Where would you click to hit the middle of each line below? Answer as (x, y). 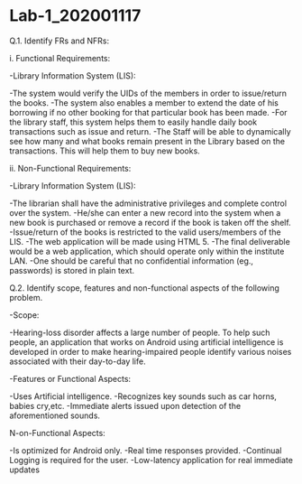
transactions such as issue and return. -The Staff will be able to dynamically (150, 131)
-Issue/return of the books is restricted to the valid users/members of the (145, 232)
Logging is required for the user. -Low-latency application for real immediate (151, 460)
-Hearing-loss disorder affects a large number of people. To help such (140, 332)
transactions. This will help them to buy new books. (105, 151)
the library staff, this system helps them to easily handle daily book (133, 122)
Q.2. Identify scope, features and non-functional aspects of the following (144, 288)
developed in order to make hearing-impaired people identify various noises (151, 351)
